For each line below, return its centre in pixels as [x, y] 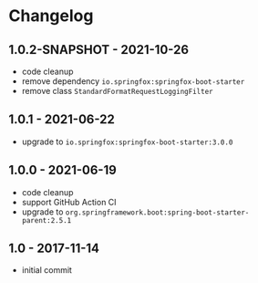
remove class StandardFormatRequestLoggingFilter [117, 91]
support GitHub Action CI [69, 202]
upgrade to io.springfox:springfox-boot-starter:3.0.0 [127, 141]
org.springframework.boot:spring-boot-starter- [157, 212]
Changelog [51, 16]
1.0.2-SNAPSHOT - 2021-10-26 [98, 50]
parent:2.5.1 [46, 220]
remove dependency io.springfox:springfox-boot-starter [133, 81]
